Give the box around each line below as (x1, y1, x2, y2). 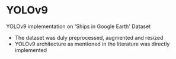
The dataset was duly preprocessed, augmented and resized (14, 34, 164, 41)
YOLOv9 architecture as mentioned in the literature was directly (14, 40, 170, 47)
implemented (14, 46, 47, 53)
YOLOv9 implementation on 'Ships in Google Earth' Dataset (6, 23, 151, 30)
